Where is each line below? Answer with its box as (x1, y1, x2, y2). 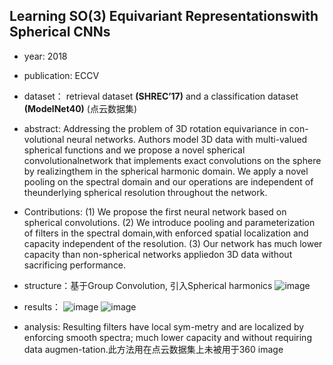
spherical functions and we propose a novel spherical (23, 144, 246, 156)
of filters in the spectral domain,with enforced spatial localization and (23, 227, 309, 239)
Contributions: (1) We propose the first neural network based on (23, 205, 287, 218)
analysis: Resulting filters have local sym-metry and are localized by (23, 320, 305, 333)
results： (23, 300, 62, 313)
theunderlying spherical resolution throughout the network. (23, 186, 268, 198)
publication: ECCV (23, 69, 100, 81)
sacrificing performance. (23, 259, 127, 271)
